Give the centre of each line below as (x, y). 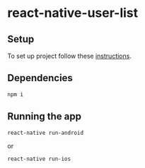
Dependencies (40, 78)
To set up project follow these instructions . (70, 56)
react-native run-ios (39, 159)
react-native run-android (45, 133)
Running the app (44, 117)
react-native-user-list (73, 13)
